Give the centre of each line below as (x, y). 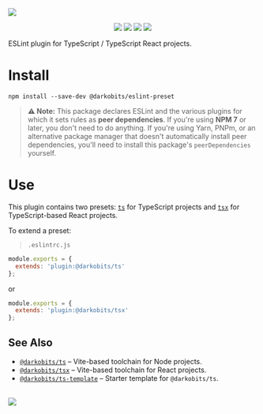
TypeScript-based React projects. (63, 215)
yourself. (42, 152)
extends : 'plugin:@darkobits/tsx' (72, 310)
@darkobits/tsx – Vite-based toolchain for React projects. (113, 370)
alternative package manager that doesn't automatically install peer (137, 136)
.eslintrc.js (49, 245)
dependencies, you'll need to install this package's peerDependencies (139, 145)
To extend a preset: (40, 230)
